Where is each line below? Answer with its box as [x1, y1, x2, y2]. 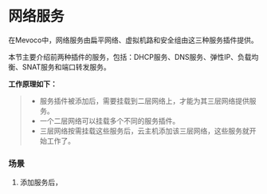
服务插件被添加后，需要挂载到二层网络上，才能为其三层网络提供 [39, 96, 249, 105]
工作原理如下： [8, 79, 57, 89]
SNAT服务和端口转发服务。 [22, 61, 112, 72]
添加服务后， [19, 177, 62, 188]
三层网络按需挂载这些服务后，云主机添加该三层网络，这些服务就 [39, 125, 249, 136]
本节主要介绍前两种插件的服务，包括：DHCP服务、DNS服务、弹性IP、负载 [8, 52, 253, 61]
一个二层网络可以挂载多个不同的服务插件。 [39, 116, 180, 125]
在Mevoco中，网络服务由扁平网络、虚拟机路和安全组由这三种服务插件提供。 [8, 35, 258, 45]
